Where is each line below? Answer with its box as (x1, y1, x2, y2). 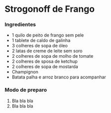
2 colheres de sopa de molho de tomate (11, 53, 94, 59)
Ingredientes (4, 21, 36, 28)
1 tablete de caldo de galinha (11, 38, 70, 43)
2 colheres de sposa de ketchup (11, 58, 78, 65)
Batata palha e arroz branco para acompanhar (11, 74, 106, 80)
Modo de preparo (4, 86, 48, 93)
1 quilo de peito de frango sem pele (11, 32, 84, 38)
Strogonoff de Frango (4, 3, 95, 15)
